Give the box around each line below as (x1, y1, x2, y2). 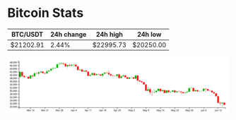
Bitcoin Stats (7, 5, 84, 21)
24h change (50, 30, 87, 39)
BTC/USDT (11, 30, 44, 39)
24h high (95, 30, 124, 39)
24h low (136, 30, 162, 39)
